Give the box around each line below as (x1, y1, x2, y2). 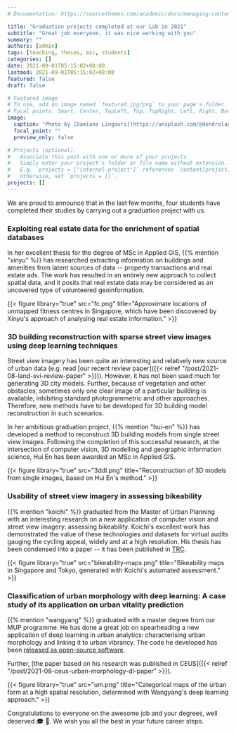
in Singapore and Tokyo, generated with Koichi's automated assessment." (7, 566, 221, 574)
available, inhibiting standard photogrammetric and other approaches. (7, 394, 209, 403)
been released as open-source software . (7, 645, 125, 654)
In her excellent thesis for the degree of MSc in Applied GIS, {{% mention (7, 248, 219, 257)
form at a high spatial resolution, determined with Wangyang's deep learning (7, 688, 229, 696)
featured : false (7, 75, 55, 82)
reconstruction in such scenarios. (7, 409, 104, 417)
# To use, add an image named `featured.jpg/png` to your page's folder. (7, 101, 228, 108)
